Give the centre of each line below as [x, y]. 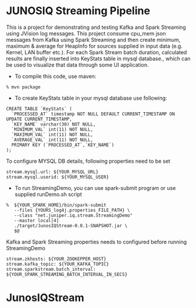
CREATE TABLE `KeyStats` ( [39, 109]
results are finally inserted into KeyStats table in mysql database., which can [98, 58]
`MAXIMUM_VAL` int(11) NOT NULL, [52, 135]
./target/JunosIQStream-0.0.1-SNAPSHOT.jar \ [71, 225]
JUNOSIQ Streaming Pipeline [78, 11]
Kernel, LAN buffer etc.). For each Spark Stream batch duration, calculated [97, 52]
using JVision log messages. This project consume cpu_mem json [86, 33]
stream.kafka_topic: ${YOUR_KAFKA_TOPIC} [58, 264]
